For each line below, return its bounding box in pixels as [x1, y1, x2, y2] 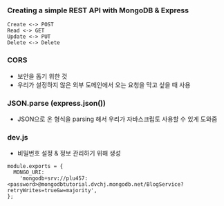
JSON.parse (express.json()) [7, 98, 106, 108]
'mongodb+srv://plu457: [19, 175, 88, 182]
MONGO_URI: [13, 169, 45, 176]
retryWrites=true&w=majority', [7, 187, 97, 194]
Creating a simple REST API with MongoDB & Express [7, 6, 189, 15]
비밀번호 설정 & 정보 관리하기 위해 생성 [17, 149, 121, 158]
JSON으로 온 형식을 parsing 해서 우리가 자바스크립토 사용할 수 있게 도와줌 [17, 115, 218, 123]
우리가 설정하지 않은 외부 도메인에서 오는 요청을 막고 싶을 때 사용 [17, 80, 191, 88]
